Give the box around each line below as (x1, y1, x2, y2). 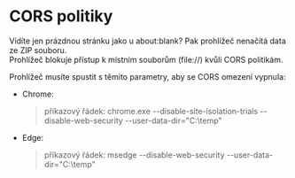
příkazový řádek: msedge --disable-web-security (43, 149, 225, 160)
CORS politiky (9, 6, 113, 27)
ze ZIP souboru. (9, 44, 67, 55)
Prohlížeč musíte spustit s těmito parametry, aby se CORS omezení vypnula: (9, 71, 286, 81)
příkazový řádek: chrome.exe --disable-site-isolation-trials (43, 105, 259, 116)
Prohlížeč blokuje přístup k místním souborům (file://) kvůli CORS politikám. (9, 54, 283, 65)
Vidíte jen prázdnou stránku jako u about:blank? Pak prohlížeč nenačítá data (9, 35, 286, 46)
